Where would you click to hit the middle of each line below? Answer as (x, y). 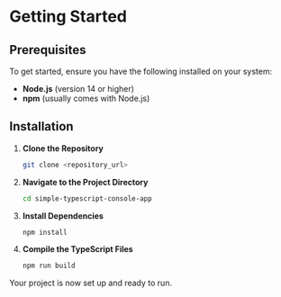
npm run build (49, 266)
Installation (41, 126)
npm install (45, 232)
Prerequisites (48, 50)
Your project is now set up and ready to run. (91, 283)
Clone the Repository (63, 148)
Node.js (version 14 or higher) (78, 89)
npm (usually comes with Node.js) (86, 98)
